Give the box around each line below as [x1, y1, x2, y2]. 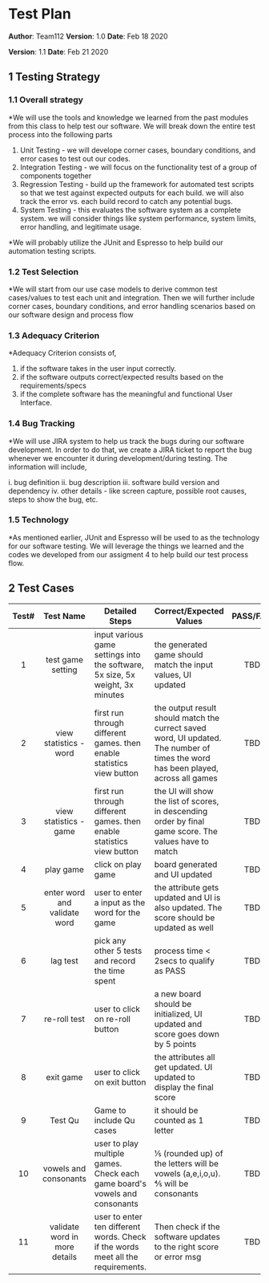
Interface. [19, 398, 52, 408]
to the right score [154, 1241, 219, 1252]
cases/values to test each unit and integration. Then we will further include [8, 292, 255, 302]
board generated [154, 858, 218, 870]
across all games [154, 772, 219, 784]
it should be [154, 1105, 199, 1116]
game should [154, 649, 203, 660]
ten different [94, 1221, 141, 1232]
